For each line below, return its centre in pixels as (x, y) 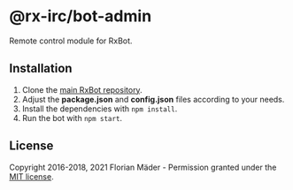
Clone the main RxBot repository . (82, 89)
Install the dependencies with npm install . (100, 109)
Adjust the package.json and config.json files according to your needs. (153, 99)
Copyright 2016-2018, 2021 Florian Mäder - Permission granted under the (143, 167)
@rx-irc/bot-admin (81, 16)
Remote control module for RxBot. (71, 41)
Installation (41, 68)
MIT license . (32, 176)
